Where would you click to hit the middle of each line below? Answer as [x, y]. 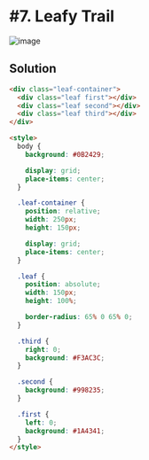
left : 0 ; [41, 423]
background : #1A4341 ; [65, 431]
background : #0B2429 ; [65, 154]
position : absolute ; [63, 285]
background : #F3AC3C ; [65, 358]
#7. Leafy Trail [62, 16]
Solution [33, 69]
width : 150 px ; [51, 293]
